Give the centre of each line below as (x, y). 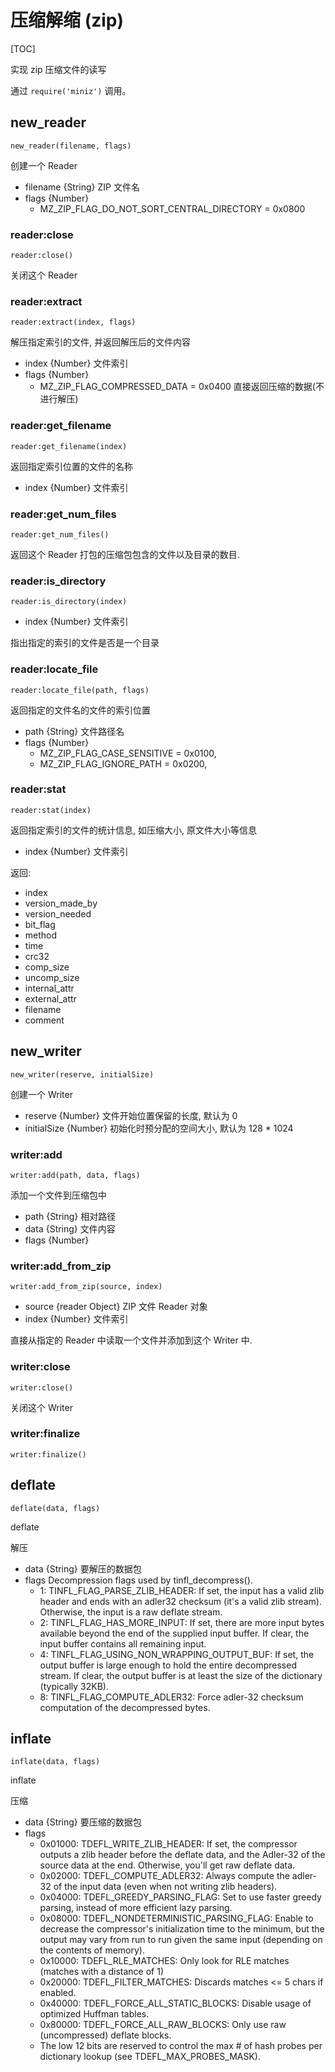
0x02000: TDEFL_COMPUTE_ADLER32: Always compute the (164, 1876)
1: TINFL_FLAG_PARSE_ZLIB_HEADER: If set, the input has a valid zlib (182, 1590)
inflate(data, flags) (55, 1762)
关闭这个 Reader (44, 275)
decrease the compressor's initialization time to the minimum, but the (182, 1929)
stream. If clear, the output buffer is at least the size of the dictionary (181, 1675)
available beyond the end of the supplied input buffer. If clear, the (174, 1633)
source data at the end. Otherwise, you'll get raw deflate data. (167, 1865)
